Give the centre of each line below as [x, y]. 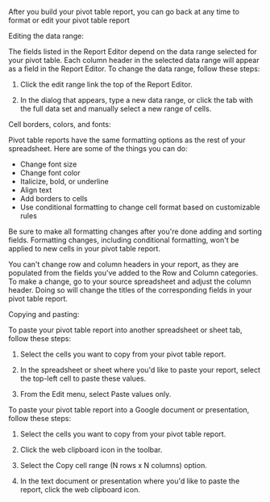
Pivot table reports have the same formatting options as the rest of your [127, 140]
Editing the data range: [46, 36]
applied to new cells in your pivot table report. [85, 249]
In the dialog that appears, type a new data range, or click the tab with [137, 100]
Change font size [48, 164]
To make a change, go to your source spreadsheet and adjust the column [130, 281]
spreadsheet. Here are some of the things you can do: [98, 148]
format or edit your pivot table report [69, 20]
